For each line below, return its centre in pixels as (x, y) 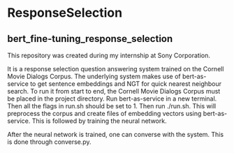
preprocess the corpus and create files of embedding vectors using (104, 114)
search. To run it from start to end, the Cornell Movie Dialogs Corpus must (114, 91)
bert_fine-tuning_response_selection (90, 39)
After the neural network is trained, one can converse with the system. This (116, 134)
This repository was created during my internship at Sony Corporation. (109, 55)
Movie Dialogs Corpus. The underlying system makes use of (94, 76)
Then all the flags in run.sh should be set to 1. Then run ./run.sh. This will (112, 106)
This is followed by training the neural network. (99, 121)
